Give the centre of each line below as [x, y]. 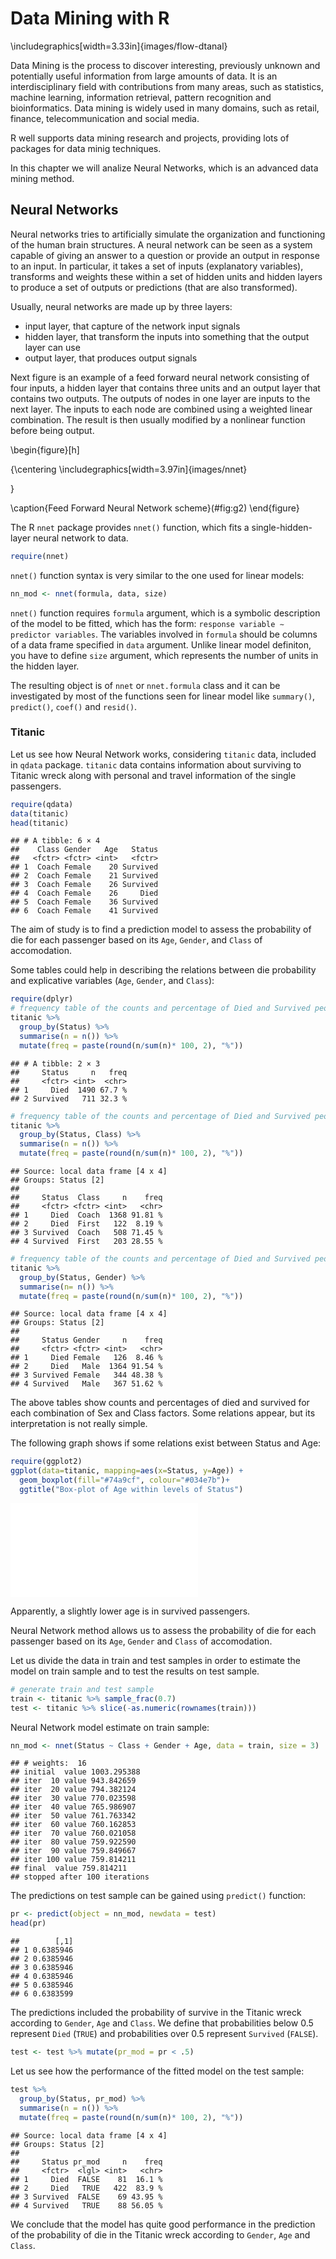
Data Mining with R [90, 18]
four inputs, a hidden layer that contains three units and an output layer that [165, 388]
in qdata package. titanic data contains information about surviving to [156, 764]
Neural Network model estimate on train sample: [110, 1727]
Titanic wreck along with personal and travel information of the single [153, 775]
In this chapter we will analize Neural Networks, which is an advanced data [164, 168]
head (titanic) [40, 823]
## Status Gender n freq [86, 1340]
